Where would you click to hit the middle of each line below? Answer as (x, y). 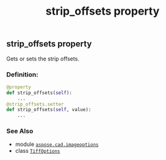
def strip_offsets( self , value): (49, 110)
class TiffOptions (38, 151)
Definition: (22, 75)
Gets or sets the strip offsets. (43, 59)
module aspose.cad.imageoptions (57, 144)
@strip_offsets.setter (35, 104)
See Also (20, 131)
